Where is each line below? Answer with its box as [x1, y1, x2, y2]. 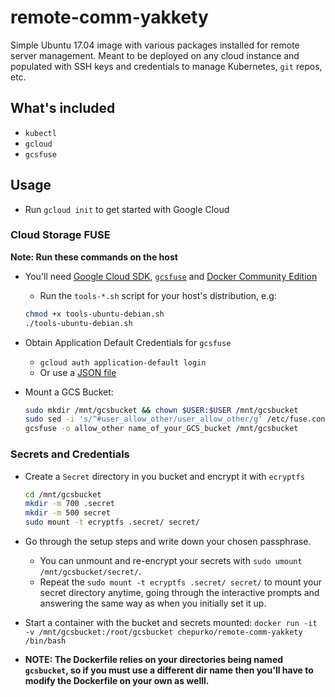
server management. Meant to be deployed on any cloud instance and [10, 49, 300, 61]
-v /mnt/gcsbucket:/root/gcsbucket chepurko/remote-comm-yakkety [24, 627, 303, 638]
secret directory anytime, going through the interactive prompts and [39, 587, 320, 599]
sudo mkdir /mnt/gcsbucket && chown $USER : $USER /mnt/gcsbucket [24, 405, 299, 415]
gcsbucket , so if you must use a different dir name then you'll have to [24, 664, 314, 676]
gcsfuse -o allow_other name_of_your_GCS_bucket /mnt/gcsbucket [24, 424, 299, 434]
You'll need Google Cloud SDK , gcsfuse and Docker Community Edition [24, 270, 318, 282]
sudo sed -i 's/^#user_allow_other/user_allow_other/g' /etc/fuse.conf [24, 414, 330, 425]
